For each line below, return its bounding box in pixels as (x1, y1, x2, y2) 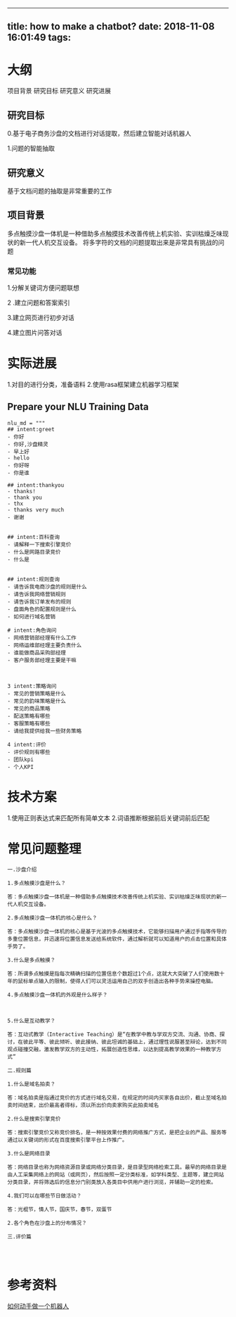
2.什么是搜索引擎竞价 (7, 1115, 61, 1122)
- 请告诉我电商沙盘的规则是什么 (7, 583, 87, 590)
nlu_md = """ (7, 419, 46, 426)
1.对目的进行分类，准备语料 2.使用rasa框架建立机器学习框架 (7, 381, 179, 388)
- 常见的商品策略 (7, 705, 51, 712)
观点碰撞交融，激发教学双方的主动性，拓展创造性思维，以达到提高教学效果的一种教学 (7, 1045, 216, 1052)
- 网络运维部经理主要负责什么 (7, 642, 82, 649)
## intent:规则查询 (7, 575, 60, 583)
